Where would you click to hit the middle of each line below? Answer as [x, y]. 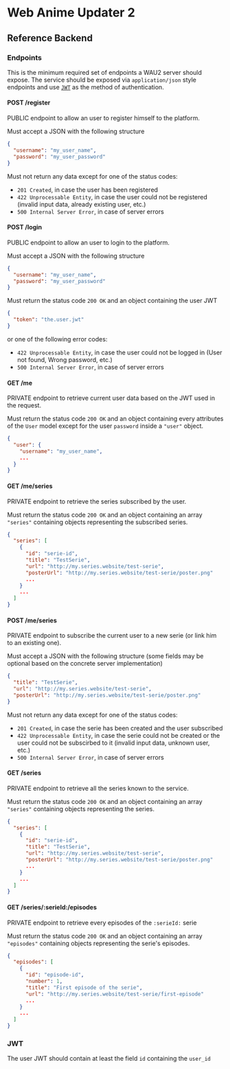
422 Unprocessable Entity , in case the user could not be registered [112, 196]
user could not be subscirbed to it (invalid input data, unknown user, [113, 743]
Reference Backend [50, 38]
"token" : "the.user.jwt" [49, 320]
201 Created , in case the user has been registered [88, 190]
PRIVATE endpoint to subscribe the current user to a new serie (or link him [112, 635]
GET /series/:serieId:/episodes [52, 907]
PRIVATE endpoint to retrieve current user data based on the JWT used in [111, 398]
